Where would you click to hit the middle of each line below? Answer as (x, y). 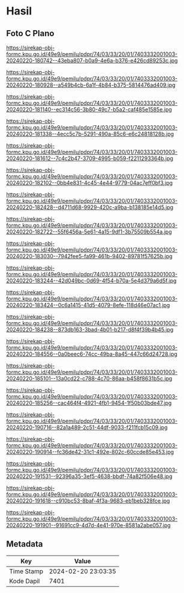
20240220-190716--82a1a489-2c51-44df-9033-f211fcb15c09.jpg (87, 427)
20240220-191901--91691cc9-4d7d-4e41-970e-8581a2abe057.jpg (88, 525)
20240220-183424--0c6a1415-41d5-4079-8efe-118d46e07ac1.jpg (88, 305)
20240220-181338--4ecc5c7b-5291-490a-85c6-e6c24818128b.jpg (90, 134)
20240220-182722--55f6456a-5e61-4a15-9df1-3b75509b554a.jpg (89, 232)
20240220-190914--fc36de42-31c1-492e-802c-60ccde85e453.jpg (90, 452)
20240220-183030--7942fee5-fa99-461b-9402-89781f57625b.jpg (89, 256)
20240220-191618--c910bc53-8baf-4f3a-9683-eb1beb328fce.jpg (88, 501)
